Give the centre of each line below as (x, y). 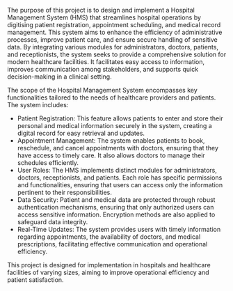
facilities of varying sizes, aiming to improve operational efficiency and (109, 272)
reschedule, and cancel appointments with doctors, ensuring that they (118, 148)
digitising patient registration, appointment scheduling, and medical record (114, 25)
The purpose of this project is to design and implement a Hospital (101, 10)
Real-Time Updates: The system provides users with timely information (119, 229)
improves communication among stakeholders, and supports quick (103, 69)
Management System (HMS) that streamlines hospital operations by (104, 17)
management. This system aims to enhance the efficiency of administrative (115, 32)
